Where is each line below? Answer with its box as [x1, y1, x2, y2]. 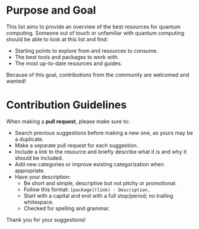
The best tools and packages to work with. [14, 53, 119, 60]
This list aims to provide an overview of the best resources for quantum [6, 23, 181, 30]
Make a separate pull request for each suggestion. [14, 141, 138, 149]
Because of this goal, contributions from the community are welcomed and [6, 71, 189, 78]
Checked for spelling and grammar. [23, 205, 110, 212]
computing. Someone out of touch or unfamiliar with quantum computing [6, 29, 185, 36]
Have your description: [14, 173, 71, 180]
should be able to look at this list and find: [6, 36, 109, 43]
